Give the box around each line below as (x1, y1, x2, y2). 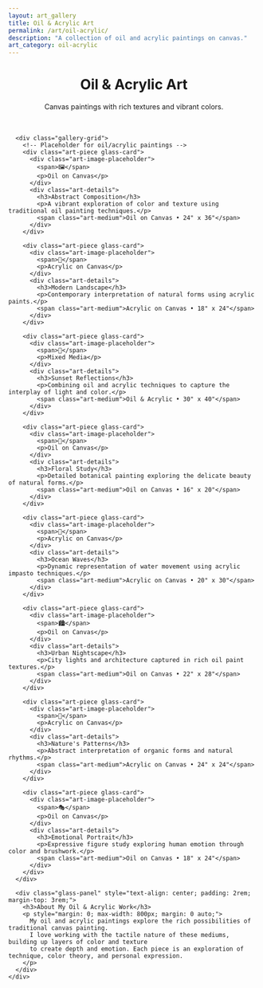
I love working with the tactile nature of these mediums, (29, 931, 230, 939)
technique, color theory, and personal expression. (8, 952, 183, 960)
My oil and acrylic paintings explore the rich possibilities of (29, 917, 251, 925)
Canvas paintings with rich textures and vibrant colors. (44, 102, 224, 112)
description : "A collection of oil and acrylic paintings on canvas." (8, 33, 248, 42)
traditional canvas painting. (8, 924, 109, 932)
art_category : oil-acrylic (8, 41, 98, 49)
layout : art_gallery (8, 11, 77, 20)
